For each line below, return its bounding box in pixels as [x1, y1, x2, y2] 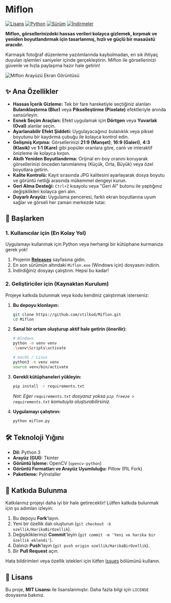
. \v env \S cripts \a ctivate [12, 345, 66, 351]
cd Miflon [12, 317, 34, 322]
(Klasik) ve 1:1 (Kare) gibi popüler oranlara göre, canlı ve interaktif [12, 144, 153, 151]
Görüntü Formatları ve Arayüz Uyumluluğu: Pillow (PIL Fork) [12, 466, 143, 472]
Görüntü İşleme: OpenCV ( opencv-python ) [12, 460, 102, 466]
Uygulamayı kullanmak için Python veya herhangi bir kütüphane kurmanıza [5, 241, 163, 247]
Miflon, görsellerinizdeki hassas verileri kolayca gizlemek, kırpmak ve [5, 30, 158, 36]
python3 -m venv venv [12, 359, 60, 364]
